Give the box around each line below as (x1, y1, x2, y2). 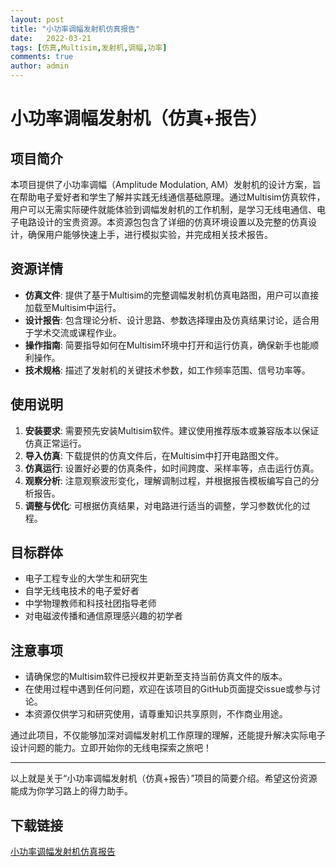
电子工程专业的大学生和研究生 (24, 572, 148, 585)
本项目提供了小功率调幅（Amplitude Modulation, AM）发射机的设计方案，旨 (10, 179, 322, 190)
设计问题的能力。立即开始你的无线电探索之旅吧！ (10, 742, 212, 754)
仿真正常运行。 (24, 437, 87, 449)
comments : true (10, 52, 74, 62)
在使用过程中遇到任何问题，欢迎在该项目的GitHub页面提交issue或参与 (24, 683, 313, 695)
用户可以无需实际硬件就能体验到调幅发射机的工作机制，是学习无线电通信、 (10, 204, 317, 215)
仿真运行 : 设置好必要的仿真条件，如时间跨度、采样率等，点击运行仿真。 (24, 462, 320, 474)
